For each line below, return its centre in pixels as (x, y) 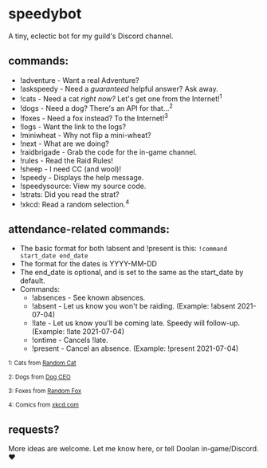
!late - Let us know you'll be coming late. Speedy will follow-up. (136, 323)
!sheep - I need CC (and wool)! (71, 169)
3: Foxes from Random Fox (45, 391)
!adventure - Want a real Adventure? (79, 80)
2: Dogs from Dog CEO (39, 377)
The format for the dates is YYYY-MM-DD (88, 264)
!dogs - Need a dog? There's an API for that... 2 (96, 108)
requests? (34, 429)
